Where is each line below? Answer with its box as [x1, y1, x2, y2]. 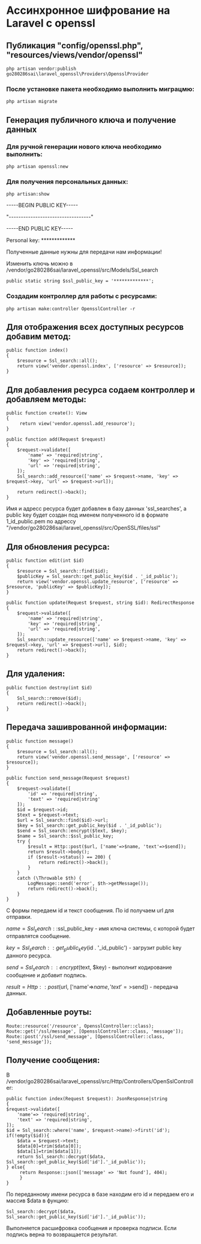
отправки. [6, 913, 32, 920]
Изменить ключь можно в [6, 260, 73, 267]
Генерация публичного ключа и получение [6, 115, 176, 125]
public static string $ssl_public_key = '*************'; [6, 278, 154, 284]
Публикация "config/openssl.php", [6, 40, 143, 51]
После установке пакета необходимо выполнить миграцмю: [6, 85, 195, 93]
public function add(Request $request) [6, 437, 106, 443]
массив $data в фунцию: [6, 1196, 69, 1204]
